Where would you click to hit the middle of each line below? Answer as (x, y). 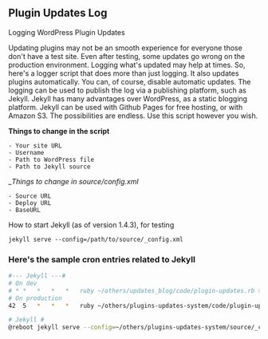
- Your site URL (35, 146)
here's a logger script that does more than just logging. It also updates (124, 73)
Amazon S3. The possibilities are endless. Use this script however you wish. (133, 116)
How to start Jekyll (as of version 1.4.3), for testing (91, 225)
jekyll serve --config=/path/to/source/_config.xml (96, 239)
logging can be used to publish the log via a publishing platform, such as (128, 90)
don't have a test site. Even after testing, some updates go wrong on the (127, 56)
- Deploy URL (30, 203)
